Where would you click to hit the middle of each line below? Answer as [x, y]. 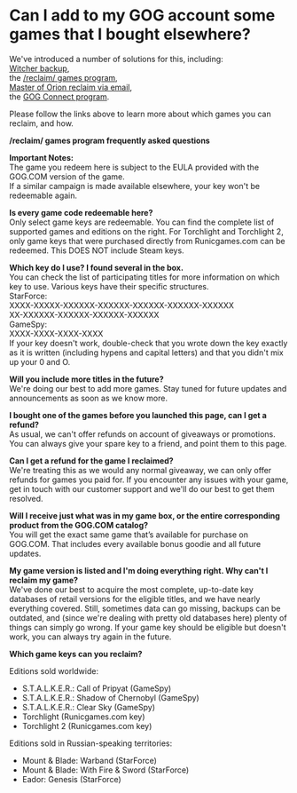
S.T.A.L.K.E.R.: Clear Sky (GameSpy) [89, 707]
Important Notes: [41, 157]
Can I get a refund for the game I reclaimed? [92, 460]
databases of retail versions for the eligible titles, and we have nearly [135, 599]
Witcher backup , [39, 68]
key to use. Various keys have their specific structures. [109, 286]
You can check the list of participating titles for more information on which [145, 277]
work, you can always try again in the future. [90, 637]
